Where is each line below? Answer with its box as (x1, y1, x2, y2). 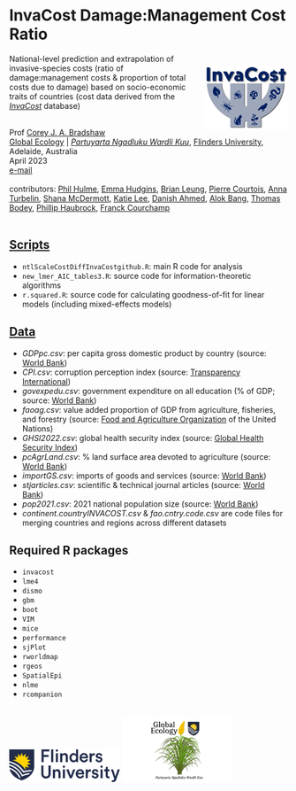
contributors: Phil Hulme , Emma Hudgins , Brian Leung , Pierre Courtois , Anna (9, 183, 287, 194)
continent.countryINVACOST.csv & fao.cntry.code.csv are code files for (21, 508, 284, 518)
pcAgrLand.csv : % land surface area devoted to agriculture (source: (21, 451, 271, 461)
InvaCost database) (9, 100, 81, 111)
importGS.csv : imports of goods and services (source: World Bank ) (21, 470, 267, 481)
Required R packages (9, 542, 129, 558)
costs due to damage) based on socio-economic (9, 81, 186, 92)
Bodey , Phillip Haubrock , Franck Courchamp (9, 202, 171, 213)
